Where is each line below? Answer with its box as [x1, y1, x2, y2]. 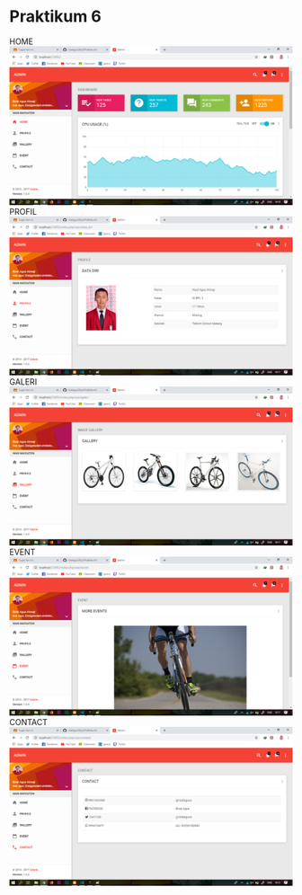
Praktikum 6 [9, 6, 102, 27]
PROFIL [9, 206, 38, 217]
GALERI [9, 376, 38, 387]
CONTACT [9, 716, 48, 727]
